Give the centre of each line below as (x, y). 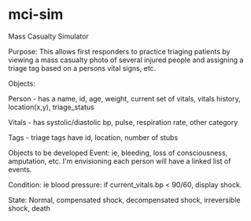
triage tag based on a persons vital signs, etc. (82, 68)
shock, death (30, 208)
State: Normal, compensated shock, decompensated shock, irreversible (124, 200)
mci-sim (36, 15)
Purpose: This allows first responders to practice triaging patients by (119, 51)
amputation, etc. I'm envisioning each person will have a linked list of (120, 161)
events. (20, 169)
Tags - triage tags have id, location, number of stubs (93, 137)
